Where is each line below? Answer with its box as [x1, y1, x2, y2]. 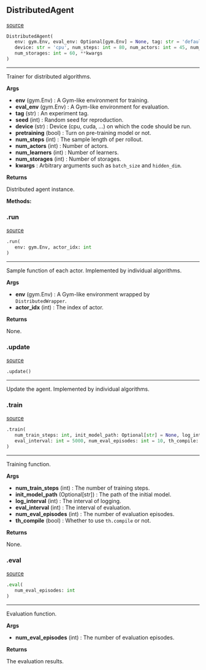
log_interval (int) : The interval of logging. [15, 497, 121, 504]
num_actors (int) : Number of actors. [15, 142, 109, 149]
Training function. [6, 460, 51, 468]
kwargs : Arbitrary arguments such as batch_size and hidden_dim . [15, 161, 182, 169]
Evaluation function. [6, 610, 57, 617]
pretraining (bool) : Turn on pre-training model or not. [15, 129, 151, 136]
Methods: [6, 197, 32, 204]
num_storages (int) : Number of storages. [15, 155, 121, 163]
